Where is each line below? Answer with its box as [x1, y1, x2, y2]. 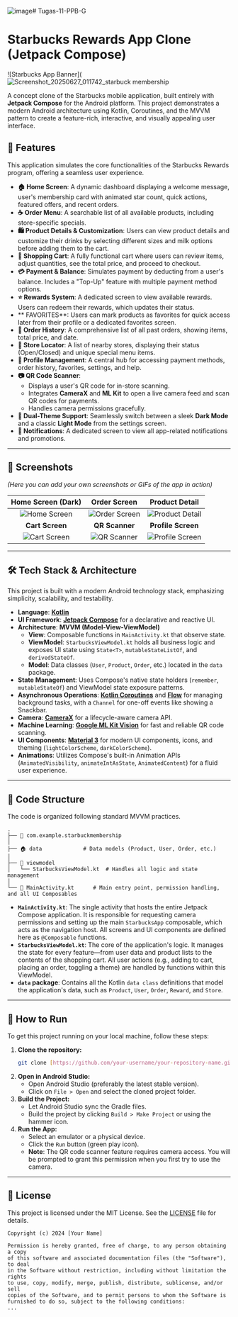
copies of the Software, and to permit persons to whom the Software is [7, 1291, 227, 1299]
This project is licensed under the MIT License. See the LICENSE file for [7, 1209, 217, 1217]
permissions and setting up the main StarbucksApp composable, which [17, 918, 223, 926]
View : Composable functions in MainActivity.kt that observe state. [28, 631, 227, 639]
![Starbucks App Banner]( [7, 69, 82, 78]
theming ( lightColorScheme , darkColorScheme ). [17, 744, 152, 752]
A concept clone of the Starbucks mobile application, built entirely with [7, 91, 215, 99]
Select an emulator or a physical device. [28, 1132, 145, 1141]
